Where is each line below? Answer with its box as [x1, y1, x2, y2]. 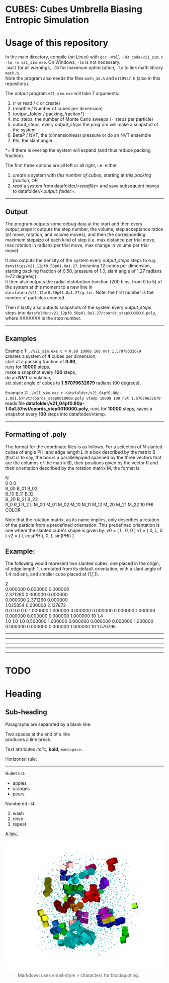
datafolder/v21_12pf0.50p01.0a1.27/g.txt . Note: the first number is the [5, 289, 154, 295]
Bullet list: [5, 770, 26, 776]
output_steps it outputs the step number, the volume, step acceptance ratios [5, 226, 163, 232]
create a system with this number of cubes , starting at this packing [12, 172, 152, 178]
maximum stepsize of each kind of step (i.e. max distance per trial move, [5, 236, 156, 242]
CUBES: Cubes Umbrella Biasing [5, 4, 142, 15]
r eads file [5, 400, 25, 406]
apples [12, 780, 27, 786]
